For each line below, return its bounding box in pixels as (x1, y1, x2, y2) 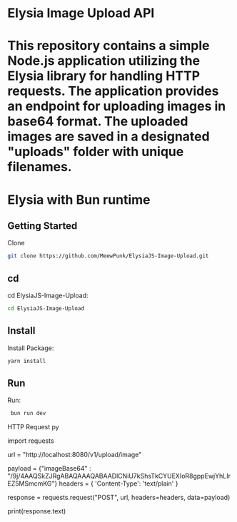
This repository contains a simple (7, 38, 210, 54)
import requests (7, 436, 55, 445)
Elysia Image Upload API (7, 5, 155, 21)
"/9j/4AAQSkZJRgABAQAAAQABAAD (7, 472, 117, 481)
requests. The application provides (7, 83, 219, 99)
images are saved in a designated (7, 128, 210, 145)
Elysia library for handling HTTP (7, 68, 201, 84)
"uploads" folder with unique (7, 144, 184, 160)
